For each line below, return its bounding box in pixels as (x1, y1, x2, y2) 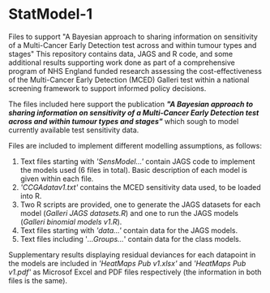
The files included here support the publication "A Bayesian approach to (8, 99, 254, 109)
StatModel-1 (8, 5, 93, 24)
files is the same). (8, 275, 67, 285)
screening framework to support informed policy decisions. (8, 83, 207, 93)
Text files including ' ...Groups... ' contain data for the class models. (19, 234, 242, 243)
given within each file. (19, 174, 94, 183)
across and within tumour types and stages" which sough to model (8, 116, 239, 126)
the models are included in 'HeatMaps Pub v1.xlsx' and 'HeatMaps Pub (8, 258, 246, 268)
